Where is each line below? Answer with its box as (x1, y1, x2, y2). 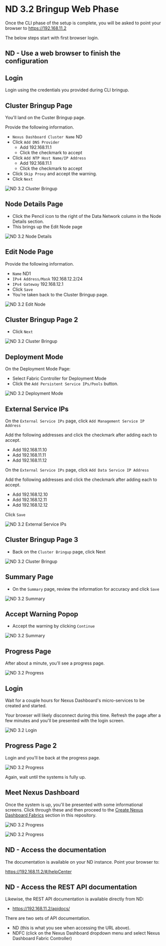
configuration (5, 57, 49, 66)
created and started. (5, 703, 47, 709)
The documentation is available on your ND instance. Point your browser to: (5, 859, 160, 865)
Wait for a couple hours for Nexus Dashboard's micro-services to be (5, 697, 145, 703)
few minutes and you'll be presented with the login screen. (5, 718, 125, 724)
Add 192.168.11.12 (12, 458, 47, 464)
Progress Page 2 (5, 742, 57, 750)
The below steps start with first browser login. (5, 35, 99, 41)
